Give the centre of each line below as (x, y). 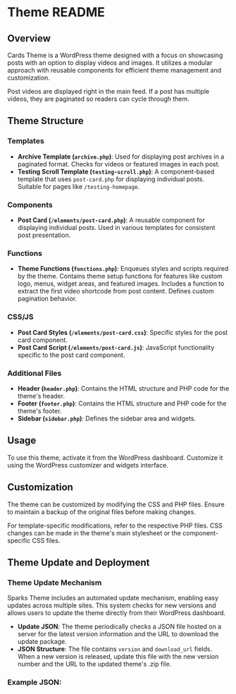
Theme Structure (45, 121)
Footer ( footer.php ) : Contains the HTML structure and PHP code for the (122, 403)
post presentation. (44, 235)
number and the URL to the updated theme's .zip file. (94, 664)
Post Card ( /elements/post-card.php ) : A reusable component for (111, 220)
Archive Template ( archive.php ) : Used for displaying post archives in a (121, 157)
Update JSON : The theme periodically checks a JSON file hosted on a (119, 627)
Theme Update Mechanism (55, 583)
